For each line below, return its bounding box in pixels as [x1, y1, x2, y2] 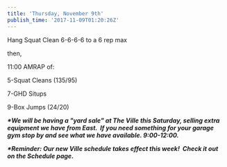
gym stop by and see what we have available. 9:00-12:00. [7, 131, 179, 139]
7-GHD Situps [7, 89, 47, 98]
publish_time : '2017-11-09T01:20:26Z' [7, 17, 119, 24]
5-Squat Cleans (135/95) [7, 76, 78, 84]
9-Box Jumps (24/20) [7, 103, 69, 111]
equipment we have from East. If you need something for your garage [7, 123, 214, 132]
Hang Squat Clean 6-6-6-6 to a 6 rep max [7, 35, 127, 44]
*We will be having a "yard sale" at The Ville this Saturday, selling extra [7, 116, 220, 125]
